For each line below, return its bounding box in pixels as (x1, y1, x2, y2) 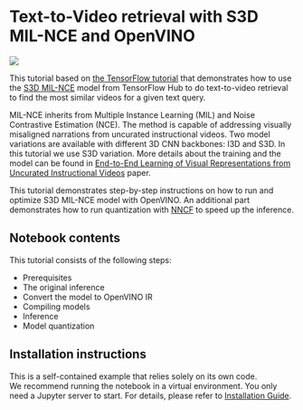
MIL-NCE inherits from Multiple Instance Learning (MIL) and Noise (9, 109, 256, 120)
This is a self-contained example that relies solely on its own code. (9, 370, 258, 382)
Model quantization (22, 320, 95, 331)
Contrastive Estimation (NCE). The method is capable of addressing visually (9, 119, 292, 130)
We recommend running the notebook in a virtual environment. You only (9, 380, 278, 391)
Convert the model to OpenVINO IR (22, 291, 154, 302)
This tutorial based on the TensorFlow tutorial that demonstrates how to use (9, 73, 292, 83)
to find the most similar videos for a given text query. (9, 92, 206, 102)
